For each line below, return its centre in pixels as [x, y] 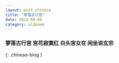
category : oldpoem [25, 24]
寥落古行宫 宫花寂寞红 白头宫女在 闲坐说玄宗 [59, 43]
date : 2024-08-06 [24, 19]
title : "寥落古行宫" [25, 15]
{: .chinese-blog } [24, 55]
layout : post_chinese [28, 10]
